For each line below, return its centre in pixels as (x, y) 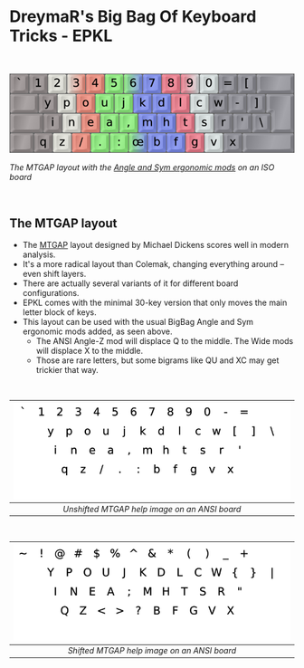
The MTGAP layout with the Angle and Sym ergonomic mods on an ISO (142, 167)
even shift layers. (54, 274)
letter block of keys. (59, 312)
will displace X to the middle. (90, 351)
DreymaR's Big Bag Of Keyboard (133, 17)
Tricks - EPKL (61, 36)
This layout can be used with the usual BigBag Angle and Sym (138, 322)
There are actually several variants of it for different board (130, 283)
